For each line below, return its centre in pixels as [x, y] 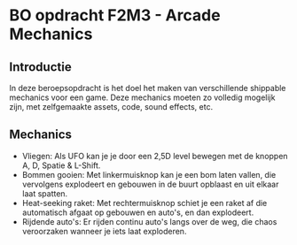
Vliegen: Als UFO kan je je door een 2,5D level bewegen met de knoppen [155, 156]
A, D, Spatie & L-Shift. [61, 165]
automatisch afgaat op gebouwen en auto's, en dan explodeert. [138, 212]
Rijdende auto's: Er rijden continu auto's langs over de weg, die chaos [149, 221]
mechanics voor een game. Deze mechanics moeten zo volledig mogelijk [142, 97]
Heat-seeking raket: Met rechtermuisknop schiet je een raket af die [145, 203]
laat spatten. [45, 193]
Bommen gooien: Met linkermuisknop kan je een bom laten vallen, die [149, 174]
